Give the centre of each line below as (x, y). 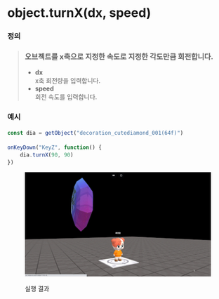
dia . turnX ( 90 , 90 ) (47, 155)
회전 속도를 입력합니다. (66, 97)
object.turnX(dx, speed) (79, 13)
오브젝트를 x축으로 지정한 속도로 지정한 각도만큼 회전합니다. (119, 57)
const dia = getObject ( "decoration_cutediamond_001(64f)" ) (95, 133)
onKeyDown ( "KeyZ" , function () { (54, 148)
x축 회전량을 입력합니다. (67, 81)
